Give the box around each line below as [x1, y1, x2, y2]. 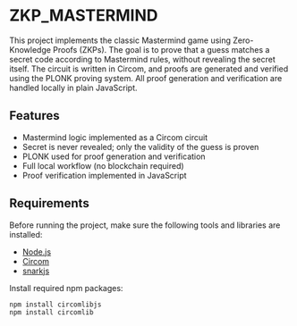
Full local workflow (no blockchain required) [21, 160, 185, 171]
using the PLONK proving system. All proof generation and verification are [9, 72, 283, 83]
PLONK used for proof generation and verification [21, 151, 206, 162]
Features [9, 108, 60, 123]
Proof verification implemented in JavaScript [21, 170, 187, 180]
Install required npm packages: [9, 282, 123, 293]
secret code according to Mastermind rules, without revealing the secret [9, 54, 276, 64]
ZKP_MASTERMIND [9, 5, 158, 26]
